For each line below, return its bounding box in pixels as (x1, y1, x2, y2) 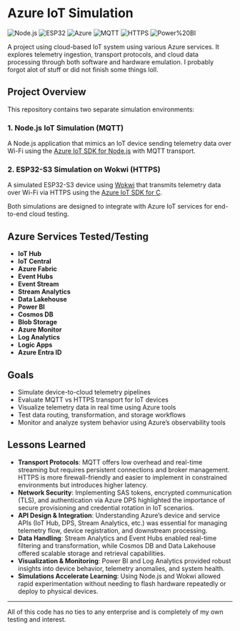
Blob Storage (17, 318, 58, 327)
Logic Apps (17, 341, 53, 349)
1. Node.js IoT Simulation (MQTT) (7, 123, 124, 133)
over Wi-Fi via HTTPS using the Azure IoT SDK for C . (7, 188, 163, 197)
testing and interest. (7, 615, 66, 623)
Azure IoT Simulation (7, 5, 134, 21)
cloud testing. (29, 209, 69, 219)
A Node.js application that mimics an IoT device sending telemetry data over (7, 139, 232, 148)
